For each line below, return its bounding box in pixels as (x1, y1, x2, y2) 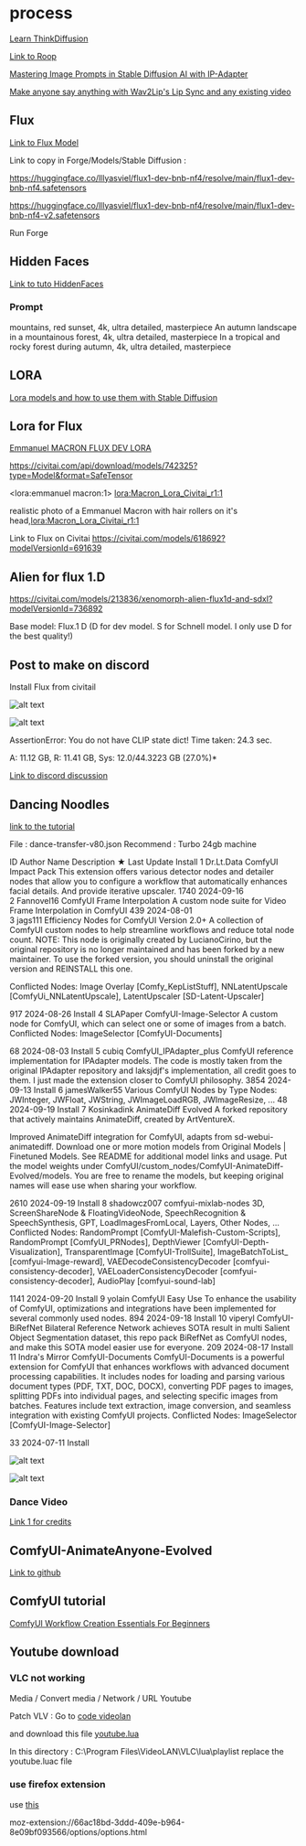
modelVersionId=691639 (9, 542, 102, 553)
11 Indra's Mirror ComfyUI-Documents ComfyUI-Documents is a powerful (9, 1351, 285, 1362)
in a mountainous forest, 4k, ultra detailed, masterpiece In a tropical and (9, 331, 280, 342)
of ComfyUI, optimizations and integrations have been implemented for (9, 1303, 277, 1314)
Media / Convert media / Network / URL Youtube (9, 1692, 192, 1703)
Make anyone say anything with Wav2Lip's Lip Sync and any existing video (9, 86, 291, 97)
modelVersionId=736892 (9, 603, 103, 615)
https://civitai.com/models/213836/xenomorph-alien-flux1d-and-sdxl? (9, 594, 273, 605)
